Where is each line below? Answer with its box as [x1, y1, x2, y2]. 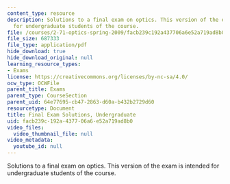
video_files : [7, 124, 44, 131]
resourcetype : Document [7, 105, 75, 112]
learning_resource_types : [7, 61, 81, 67]
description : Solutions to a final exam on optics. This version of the [7, 16, 219, 23]
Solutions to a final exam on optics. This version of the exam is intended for [7, 162, 220, 170]
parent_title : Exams [7, 86, 66, 93]
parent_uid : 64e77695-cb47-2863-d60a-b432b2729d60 [7, 99, 155, 106]
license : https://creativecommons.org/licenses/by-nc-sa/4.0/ [7, 73, 188, 80]
